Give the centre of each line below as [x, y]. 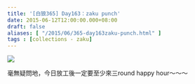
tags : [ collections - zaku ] [50, 40]
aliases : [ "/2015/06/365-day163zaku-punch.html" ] [84, 33]
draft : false [26, 26]
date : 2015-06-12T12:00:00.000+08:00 [62, 20]
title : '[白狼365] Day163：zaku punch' [64, 14]
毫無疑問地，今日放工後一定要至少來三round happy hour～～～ [97, 73]
